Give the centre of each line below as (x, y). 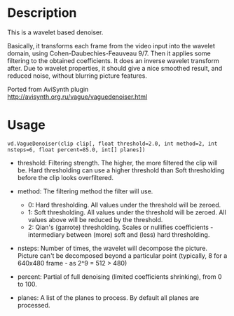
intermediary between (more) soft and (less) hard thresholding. (119, 234)
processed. (34, 305)
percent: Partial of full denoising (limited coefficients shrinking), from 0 (119, 276)
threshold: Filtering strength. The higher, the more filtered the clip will (117, 163)
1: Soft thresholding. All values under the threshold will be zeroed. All (127, 212)
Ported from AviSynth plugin (48, 89)
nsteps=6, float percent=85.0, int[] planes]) (76, 150)
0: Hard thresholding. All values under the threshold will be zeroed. (124, 205)
